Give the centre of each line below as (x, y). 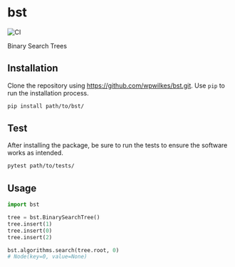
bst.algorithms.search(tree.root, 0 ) (63, 250)
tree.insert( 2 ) (30, 237)
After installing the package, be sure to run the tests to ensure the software (117, 145)
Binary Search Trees (37, 46)
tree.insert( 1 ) (30, 224)
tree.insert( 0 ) (30, 231)
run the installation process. (48, 93)
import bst (23, 205)
